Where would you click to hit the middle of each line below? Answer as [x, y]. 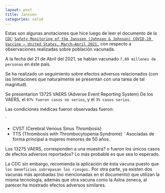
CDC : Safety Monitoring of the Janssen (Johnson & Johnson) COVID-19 [78, 38]
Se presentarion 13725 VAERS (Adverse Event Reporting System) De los [79, 94]
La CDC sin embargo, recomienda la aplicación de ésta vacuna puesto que [82, 164]
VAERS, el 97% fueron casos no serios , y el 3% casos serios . [68, 99]
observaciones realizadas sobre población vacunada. [60, 49]
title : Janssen [21, 14]
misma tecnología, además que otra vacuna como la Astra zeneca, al [76, 180]
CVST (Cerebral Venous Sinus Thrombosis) [57, 128]
